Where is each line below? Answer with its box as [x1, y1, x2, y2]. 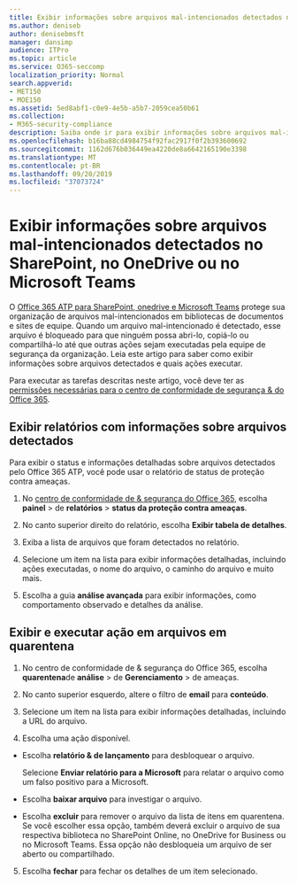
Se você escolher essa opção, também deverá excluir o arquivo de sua [21, 820, 281, 831]
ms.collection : [9, 112, 65, 120]
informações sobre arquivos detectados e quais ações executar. [9, 358, 243, 369]
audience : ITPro [9, 46, 69, 55]
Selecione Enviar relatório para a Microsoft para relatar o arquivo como [21, 767, 285, 778]
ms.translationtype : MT [9, 152, 97, 162]
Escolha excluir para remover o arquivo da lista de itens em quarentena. [21, 811, 285, 821]
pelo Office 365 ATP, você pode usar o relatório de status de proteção [9, 466, 265, 477]
